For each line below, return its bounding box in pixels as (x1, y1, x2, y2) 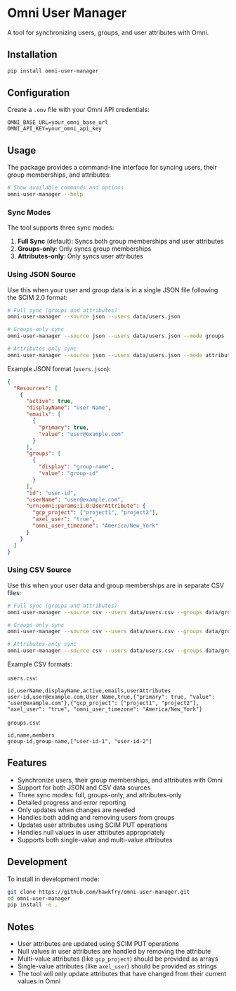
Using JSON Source (7, 270, 76, 280)
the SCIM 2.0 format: (7, 293, 68, 301)
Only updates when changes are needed (17, 805, 136, 814)
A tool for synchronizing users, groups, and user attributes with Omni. (7, 28, 209, 37)
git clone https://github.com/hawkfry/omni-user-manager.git (7, 888, 190, 895)
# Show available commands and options (7, 185, 124, 192)
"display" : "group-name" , (38, 463, 114, 470)
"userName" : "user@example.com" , (25, 496, 124, 503)
